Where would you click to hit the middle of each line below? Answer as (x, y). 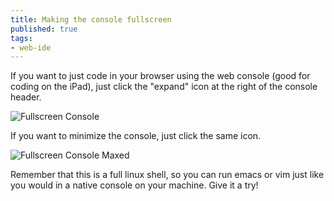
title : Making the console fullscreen (91, 19)
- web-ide (31, 47)
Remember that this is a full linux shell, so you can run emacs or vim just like (167, 175)
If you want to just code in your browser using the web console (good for (160, 76)
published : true (44, 29)
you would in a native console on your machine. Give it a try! (134, 185)
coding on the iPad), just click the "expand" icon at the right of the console (164, 87)
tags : (21, 38)
